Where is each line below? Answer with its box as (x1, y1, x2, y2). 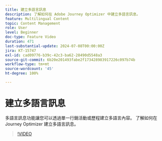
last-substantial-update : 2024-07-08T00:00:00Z (5, 44, 105, 48)
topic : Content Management (5, 21, 61, 26)
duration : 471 (5, 39, 34, 44)
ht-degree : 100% (5, 71, 38, 76)
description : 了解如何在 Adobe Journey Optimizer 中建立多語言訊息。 (5, 12, 140, 17)
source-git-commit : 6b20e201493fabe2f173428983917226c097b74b (5, 57, 135, 62)
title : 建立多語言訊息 (5, 7, 47, 12)
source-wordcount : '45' (5, 67, 54, 71)
